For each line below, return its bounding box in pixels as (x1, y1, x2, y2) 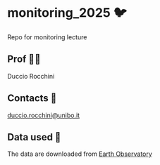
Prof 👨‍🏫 (7, 53, 41, 65)
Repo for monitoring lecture (7, 32, 87, 41)
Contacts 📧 (7, 92, 57, 105)
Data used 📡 (7, 131, 61, 143)
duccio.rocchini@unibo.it (7, 111, 80, 119)
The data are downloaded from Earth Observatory (7, 150, 153, 158)
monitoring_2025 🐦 (7, 5, 127, 21)
